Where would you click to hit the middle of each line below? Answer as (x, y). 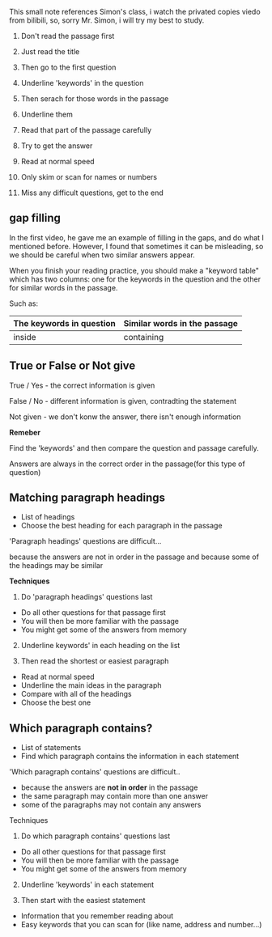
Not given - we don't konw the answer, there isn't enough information (125, 417)
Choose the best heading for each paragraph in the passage (121, 526)
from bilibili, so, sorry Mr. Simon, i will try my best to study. (107, 20)
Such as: (24, 303)
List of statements (51, 748)
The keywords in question (65, 323)
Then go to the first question (68, 67)
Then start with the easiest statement (83, 901)
